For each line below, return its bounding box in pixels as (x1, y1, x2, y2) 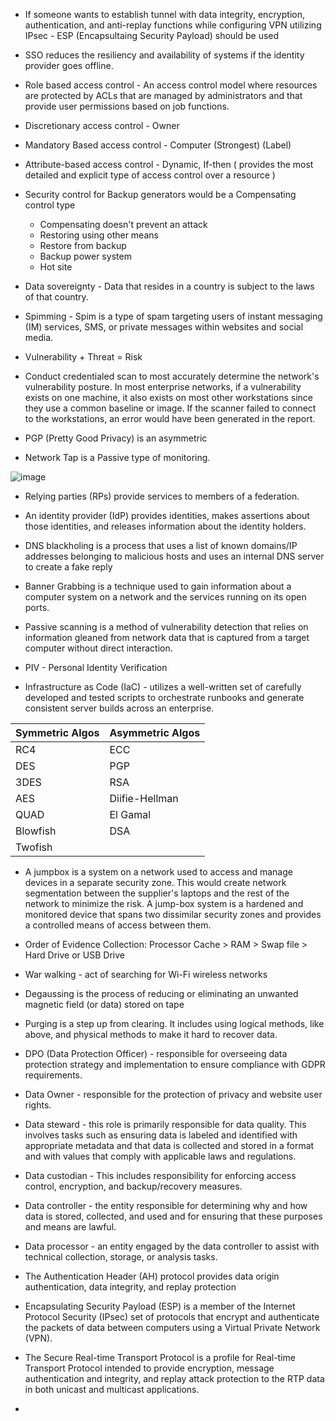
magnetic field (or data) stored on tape (24, 999, 185, 1010)
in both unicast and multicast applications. (24, 1384, 200, 1395)
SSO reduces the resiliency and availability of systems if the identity (24, 49, 305, 61)
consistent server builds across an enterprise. (24, 702, 215, 714)
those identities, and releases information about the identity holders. (24, 520, 307, 532)
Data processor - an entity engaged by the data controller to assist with (24, 1240, 320, 1252)
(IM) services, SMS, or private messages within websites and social (24, 321, 304, 333)
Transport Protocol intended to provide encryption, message (24, 1362, 275, 1374)
